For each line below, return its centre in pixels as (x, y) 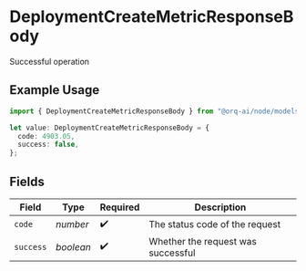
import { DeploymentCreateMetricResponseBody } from (112, 111)
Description (220, 207)
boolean (73, 246)
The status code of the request (214, 224)
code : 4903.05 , (46, 136)
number (72, 224)
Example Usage (55, 90)
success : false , (48, 145)
